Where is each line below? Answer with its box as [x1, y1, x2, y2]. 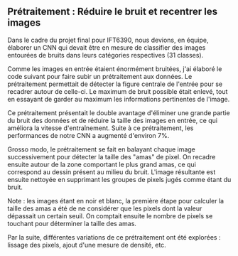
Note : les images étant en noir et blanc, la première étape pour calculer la [7, 196, 225, 205]
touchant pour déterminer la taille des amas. [7, 219, 137, 228]
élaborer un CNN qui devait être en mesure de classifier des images [7, 43, 206, 52]
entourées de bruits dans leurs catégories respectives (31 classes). [7, 50, 204, 59]
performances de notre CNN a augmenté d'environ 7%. [7, 131, 170, 139]
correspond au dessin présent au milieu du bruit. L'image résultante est [7, 167, 216, 176]
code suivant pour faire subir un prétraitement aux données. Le [7, 72, 193, 80]
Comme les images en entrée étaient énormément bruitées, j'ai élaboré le [7, 64, 222, 73]
